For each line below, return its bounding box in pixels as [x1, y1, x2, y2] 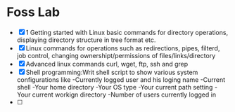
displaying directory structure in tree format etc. [16, 36, 156, 44]
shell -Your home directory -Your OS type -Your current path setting [16, 83, 213, 91]
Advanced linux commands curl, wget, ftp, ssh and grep [25, 59, 189, 68]
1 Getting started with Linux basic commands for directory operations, [25, 28, 229, 36]
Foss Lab [6, 4, 61, 20]
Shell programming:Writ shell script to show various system [25, 68, 198, 76]
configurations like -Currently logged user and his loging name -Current [16, 75, 226, 84]
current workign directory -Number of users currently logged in [32, 90, 216, 99]
